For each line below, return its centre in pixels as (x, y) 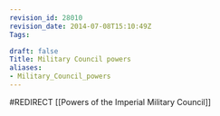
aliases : (26, 68)
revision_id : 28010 (46, 18)
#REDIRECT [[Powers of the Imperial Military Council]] (110, 101)
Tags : (19, 34)
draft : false (34, 51)
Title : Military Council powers (70, 60)
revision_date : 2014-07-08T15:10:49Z (81, 26)
